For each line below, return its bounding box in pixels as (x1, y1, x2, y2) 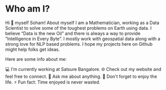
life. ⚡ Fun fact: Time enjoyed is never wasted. (5, 79, 101, 85)
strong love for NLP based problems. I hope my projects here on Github (5, 41, 153, 47)
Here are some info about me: (5, 56, 67, 62)
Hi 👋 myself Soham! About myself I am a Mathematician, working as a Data (5, 20, 159, 26)
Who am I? (5, 3, 50, 15)
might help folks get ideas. (5, 46, 60, 52)
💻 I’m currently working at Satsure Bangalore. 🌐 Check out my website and (5, 66, 161, 72)
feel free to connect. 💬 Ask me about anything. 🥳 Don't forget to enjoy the (5, 73, 157, 79)
